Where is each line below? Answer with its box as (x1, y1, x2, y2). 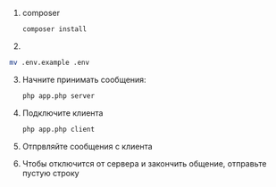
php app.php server (21, 91, 96, 101)
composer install (21, 25, 88, 34)
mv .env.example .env (9, 58, 90, 67)
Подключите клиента (21, 107, 104, 118)
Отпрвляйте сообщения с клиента (21, 141, 154, 151)
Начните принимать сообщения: (21, 74, 146, 85)
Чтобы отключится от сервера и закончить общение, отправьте (21, 158, 267, 168)
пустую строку (21, 167, 79, 178)
